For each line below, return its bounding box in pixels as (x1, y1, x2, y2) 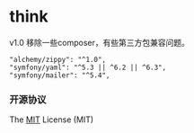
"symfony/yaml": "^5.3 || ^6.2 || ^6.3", (9, 63, 167, 72)
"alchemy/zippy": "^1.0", (9, 55, 106, 64)
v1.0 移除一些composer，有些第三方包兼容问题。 (9, 37, 190, 48)
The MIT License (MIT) (9, 114, 94, 125)
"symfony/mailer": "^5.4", (9, 70, 110, 80)
